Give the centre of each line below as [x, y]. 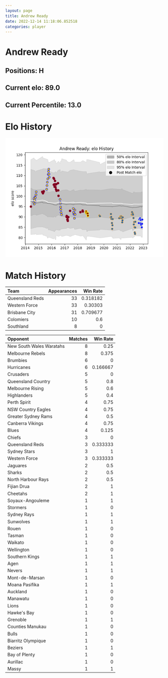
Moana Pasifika [23, 584]
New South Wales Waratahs [36, 346]
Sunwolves [19, 521]
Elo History [29, 127]
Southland [18, 326]
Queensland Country [29, 381]
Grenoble [17, 620]
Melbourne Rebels [26, 353]
